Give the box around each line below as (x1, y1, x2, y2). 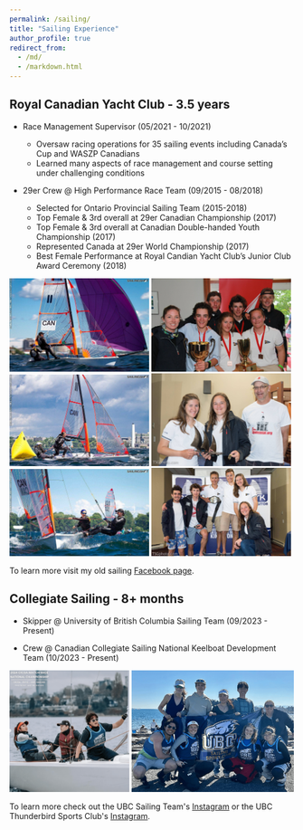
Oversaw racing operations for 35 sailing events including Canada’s (35, 138, 288, 149)
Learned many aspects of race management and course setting (35, 157, 273, 168)
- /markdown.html (17, 62, 83, 72)
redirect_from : (9, 43, 67, 52)
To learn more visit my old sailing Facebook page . (9, 565, 194, 576)
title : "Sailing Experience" (9, 24, 119, 33)
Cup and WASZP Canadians (35, 148, 140, 158)
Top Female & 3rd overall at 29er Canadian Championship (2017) (35, 212, 278, 223)
